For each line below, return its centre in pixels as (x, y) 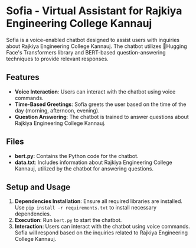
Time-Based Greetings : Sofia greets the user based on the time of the (100, 104)
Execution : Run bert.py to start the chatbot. (68, 220)
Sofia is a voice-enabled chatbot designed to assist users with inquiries (93, 40)
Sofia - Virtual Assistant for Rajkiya (94, 11)
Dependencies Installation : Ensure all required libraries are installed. (99, 201)
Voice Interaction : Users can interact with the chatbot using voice (95, 91)
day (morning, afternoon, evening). (57, 110)
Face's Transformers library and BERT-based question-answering (86, 52)
